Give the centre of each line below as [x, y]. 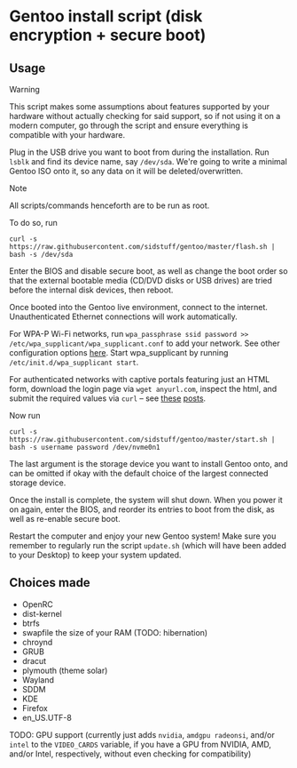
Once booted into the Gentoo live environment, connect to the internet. [139, 307]
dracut [34, 660]
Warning [24, 89]
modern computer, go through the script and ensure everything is [129, 125]
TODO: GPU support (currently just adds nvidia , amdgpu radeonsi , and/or [142, 734]
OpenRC [37, 604]
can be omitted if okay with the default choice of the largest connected [139, 473]
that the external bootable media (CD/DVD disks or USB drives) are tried [141, 280]
